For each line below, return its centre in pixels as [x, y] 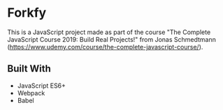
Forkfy [27, 13]
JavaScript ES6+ [42, 86]
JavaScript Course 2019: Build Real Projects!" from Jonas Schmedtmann [112, 39]
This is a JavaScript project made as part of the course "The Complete [109, 32]
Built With [29, 69]
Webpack [31, 93]
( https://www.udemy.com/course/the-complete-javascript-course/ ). [105, 47]
